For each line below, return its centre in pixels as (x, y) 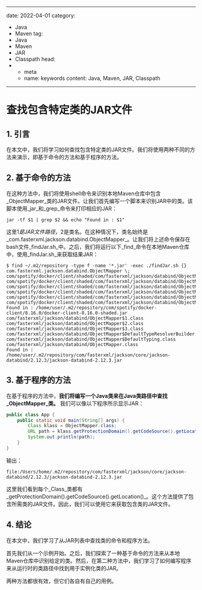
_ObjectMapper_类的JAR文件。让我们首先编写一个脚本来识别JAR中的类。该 (100, 201)
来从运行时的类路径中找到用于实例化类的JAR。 (64, 568)
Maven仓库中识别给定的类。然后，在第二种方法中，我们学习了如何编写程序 (99, 561)
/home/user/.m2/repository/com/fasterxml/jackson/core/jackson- (88, 355)
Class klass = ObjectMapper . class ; (72, 426)
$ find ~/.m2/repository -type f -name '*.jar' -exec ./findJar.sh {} (96, 266)
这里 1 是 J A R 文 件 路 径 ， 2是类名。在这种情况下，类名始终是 (77, 231)
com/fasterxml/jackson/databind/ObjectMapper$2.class (75, 323)
